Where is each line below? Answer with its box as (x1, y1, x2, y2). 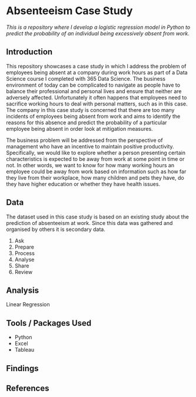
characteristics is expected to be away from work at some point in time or (6, 155, 185, 163)
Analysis (6, 285, 39, 295)
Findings (6, 363, 39, 373)
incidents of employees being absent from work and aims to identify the (6, 113, 181, 120)
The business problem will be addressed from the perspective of (6, 137, 163, 144)
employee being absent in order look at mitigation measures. (6, 125, 153, 132)
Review (14, 268, 33, 275)
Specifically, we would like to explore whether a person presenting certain (6, 149, 185, 156)
